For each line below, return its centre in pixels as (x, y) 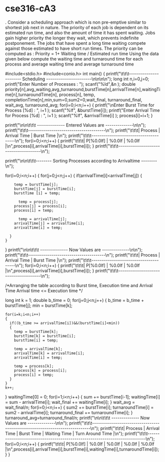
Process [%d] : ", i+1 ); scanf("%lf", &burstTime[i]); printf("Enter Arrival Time (82, 110)
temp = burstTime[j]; (36, 184)
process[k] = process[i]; (41, 370)
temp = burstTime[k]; (36, 331)
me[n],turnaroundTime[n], (32, 95)
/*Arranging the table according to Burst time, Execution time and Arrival (79, 285)
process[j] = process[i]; (41, 206)
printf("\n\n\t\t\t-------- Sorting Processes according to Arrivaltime (73, 161)
